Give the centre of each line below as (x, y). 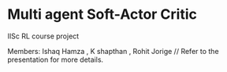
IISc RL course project (43, 36)
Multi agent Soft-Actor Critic (102, 14)
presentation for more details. (56, 59)
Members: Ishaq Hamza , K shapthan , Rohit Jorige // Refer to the (113, 51)
